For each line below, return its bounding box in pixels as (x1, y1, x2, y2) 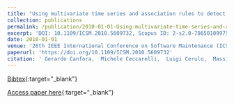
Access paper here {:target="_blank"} (7, 88, 114, 96)
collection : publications (7, 17, 82, 24)
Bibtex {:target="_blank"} (7, 74, 78, 83)
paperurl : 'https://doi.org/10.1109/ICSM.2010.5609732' (7, 49, 173, 56)
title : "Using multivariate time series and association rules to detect (7, 10, 226, 17)
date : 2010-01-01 (7, 36, 58, 43)
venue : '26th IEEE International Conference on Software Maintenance (7, 42, 214, 49)
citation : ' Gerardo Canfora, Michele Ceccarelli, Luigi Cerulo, (7, 56, 208, 63)
